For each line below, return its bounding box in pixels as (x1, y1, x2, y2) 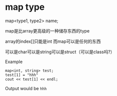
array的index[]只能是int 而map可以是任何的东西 (5, 38, 101, 44)
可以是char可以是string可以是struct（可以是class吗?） (5, 49, 115, 55)
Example (5, 59, 23, 64)
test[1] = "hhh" (5, 72, 38, 77)
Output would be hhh (5, 85, 47, 91)
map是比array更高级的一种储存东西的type (5, 28, 90, 33)
